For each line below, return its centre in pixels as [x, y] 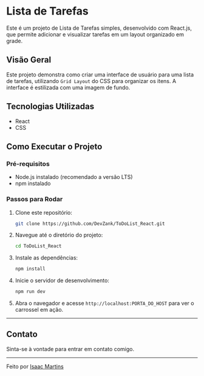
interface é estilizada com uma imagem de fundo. [68, 87]
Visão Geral [29, 60]
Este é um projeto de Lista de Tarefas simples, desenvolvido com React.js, [99, 28]
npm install [30, 269]
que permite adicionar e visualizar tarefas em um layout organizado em [95, 34]
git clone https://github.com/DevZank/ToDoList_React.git [90, 223]
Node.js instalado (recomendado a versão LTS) [74, 177]
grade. [15, 41]
